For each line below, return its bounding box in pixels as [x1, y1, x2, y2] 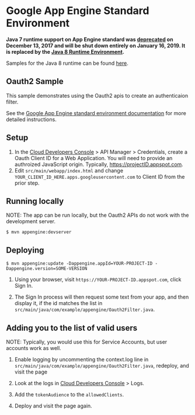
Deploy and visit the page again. [14, 402, 92, 409]
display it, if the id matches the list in [14, 300, 103, 307]
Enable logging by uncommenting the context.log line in [14, 356, 149, 363]
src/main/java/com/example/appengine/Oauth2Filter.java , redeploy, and [14, 362, 190, 369]
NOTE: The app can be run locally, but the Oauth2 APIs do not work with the [6, 212, 189, 219]
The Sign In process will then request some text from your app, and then [14, 293, 189, 300]
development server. [6, 218, 56, 225]
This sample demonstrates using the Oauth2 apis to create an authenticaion [6, 92, 189, 99]
